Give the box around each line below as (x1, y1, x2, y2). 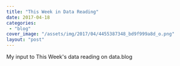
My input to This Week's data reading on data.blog (6, 53, 133, 60)
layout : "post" (6, 37, 45, 43)
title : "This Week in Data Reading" (6, 8, 99, 15)
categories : (6, 20, 36, 26)
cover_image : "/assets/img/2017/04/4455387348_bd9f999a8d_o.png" (6, 31, 175, 37)
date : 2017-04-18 (6, 14, 50, 20)
